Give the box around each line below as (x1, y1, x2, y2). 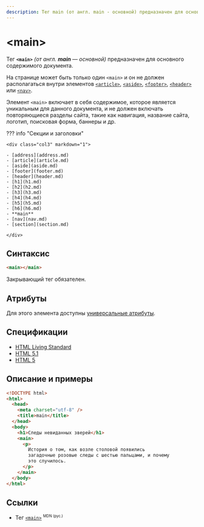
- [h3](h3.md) (6, 189, 42, 196)
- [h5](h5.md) (6, 200, 42, 206)
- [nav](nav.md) (6, 216, 47, 222)
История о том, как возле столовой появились (28, 447, 146, 453)
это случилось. (28, 458, 67, 464)
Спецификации (6, 327, 68, 338)
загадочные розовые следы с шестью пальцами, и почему (28, 452, 170, 459)
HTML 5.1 (15, 350, 39, 357)
